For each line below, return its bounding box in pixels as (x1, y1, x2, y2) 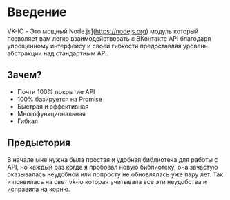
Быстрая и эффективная (17, 102, 89, 111)
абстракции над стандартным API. (7, 49, 109, 57)
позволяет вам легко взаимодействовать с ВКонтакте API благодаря (7, 34, 211, 42)
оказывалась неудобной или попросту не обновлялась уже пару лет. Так (7, 170, 224, 179)
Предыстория (7, 137, 71, 149)
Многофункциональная (17, 109, 86, 118)
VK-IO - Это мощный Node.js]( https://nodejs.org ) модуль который (7, 27, 199, 35)
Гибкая (17, 117, 38, 125)
